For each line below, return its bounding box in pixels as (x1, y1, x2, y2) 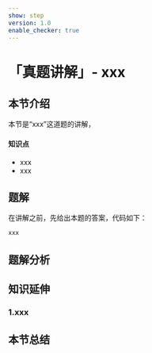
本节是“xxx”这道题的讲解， (8, 120, 96, 129)
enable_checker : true (8, 26, 80, 34)
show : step (8, 11, 44, 20)
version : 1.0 (8, 19, 51, 27)
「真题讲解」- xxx (8, 63, 126, 81)
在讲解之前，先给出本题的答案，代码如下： (8, 213, 147, 223)
